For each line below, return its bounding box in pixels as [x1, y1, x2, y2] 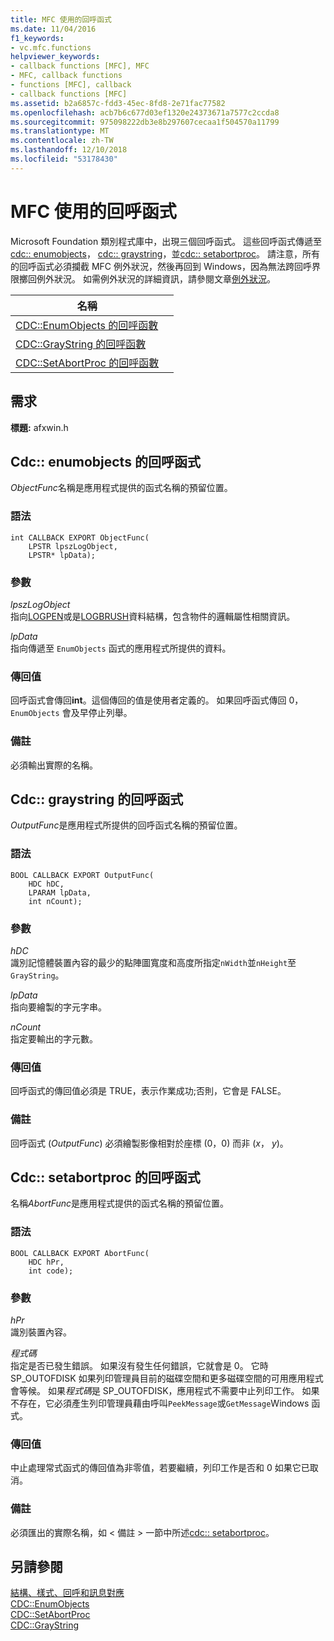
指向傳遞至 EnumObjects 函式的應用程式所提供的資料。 [10, 642, 232, 654]
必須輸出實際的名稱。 [10, 759, 98, 771]
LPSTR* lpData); [28, 550, 97, 560]
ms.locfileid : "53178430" [10, 154, 118, 164]
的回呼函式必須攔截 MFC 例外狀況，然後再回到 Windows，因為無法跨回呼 [10, 260, 312, 272]
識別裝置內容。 [10, 1326, 72, 1338]
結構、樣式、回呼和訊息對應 [10, 1587, 125, 1599]
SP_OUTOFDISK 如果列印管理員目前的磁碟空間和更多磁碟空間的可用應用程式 [10, 1372, 324, 1384]
